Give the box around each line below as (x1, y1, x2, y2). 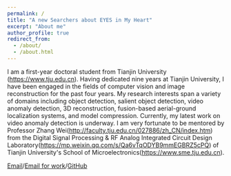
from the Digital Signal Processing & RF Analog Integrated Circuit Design (7, 133, 212, 141)
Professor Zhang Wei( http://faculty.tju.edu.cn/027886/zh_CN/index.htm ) (7, 126, 213, 135)
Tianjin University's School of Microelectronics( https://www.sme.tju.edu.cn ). (7, 148, 225, 156)
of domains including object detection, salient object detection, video (7, 97, 204, 105)
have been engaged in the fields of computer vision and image (7, 82, 185, 90)
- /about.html (13, 49, 54, 56)
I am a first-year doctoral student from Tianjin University (7, 67, 167, 76)
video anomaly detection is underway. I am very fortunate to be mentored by (7, 119, 225, 127)
